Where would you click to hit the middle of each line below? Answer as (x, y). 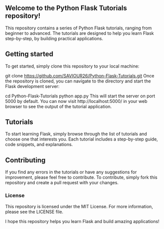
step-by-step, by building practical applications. (54, 38)
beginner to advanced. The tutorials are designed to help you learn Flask (80, 33)
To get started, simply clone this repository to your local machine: (72, 66)
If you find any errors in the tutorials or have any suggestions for (71, 172)
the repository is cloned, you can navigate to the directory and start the (78, 81)
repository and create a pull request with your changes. (62, 183)
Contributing (25, 160)
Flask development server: (32, 86)
